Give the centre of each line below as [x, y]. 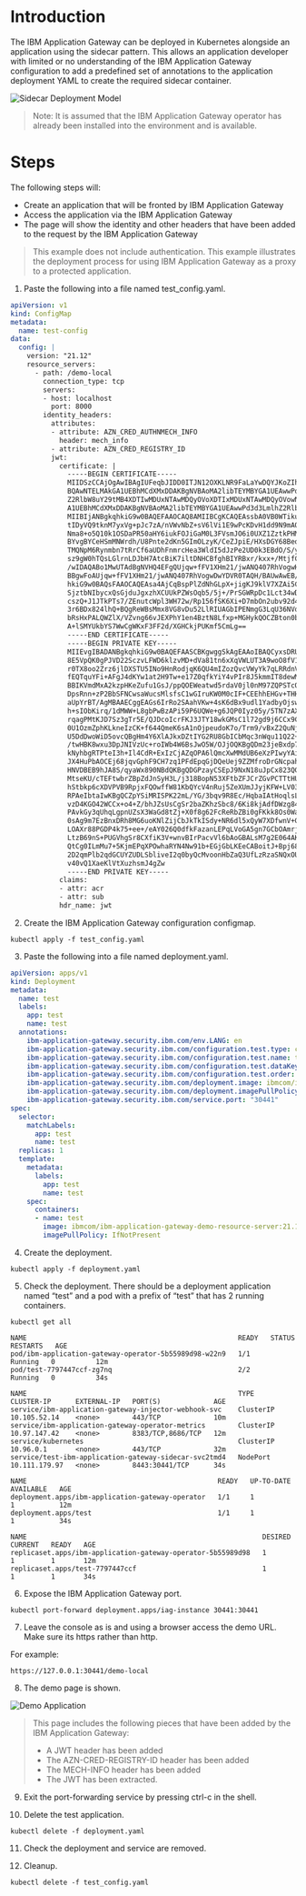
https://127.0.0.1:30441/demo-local [79, 1670]
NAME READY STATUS [153, 1338]
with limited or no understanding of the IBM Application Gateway [131, 61]
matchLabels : [51, 1125]
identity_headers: [78, 416]
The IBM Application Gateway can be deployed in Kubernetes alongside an [150, 42]
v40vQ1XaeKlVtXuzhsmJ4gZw [117, 863]
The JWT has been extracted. [102, 1779]
